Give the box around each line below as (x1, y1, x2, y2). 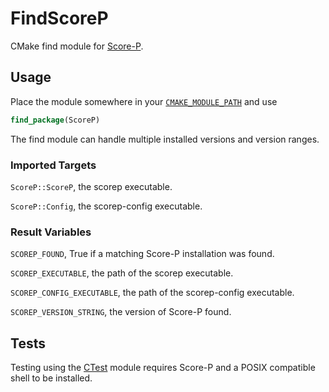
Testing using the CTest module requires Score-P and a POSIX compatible (10, 362, 316, 374)
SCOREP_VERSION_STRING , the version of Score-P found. (10, 306, 232, 318)
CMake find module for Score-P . (10, 40, 144, 52)
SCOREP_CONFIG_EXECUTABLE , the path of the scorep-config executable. (10, 287, 295, 299)
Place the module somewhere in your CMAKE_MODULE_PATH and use (10, 95, 278, 107)
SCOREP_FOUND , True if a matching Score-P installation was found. (10, 248, 275, 260)
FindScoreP (10, 7, 109, 30)
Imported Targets (10, 158, 97, 172)
